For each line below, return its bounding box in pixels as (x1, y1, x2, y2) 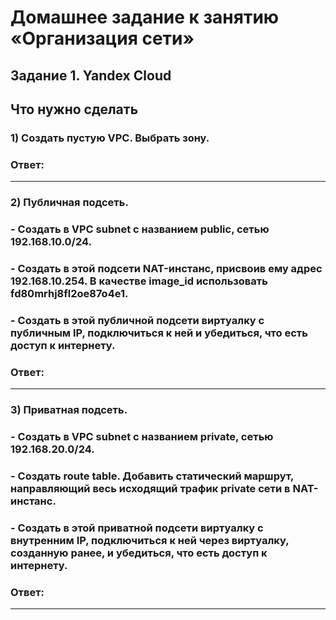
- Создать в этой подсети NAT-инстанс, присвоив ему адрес (10, 261, 323, 275)
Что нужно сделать (10, 101, 139, 118)
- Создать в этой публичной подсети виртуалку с (10, 313, 265, 327)
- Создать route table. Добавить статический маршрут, (10, 469, 295, 483)
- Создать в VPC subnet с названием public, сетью (10, 222, 270, 236)
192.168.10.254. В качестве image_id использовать (10, 274, 268, 288)
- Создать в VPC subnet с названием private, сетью (10, 430, 274, 444)
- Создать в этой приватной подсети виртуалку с (10, 521, 264, 535)
